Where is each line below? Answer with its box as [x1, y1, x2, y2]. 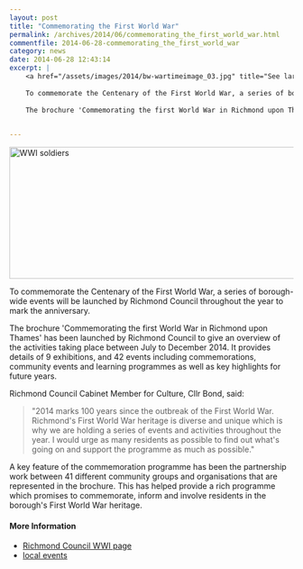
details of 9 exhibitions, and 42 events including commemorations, [9, 352, 257, 363]
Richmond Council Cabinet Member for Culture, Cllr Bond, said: [9, 389, 245, 399]
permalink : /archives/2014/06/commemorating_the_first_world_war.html [9, 30, 280, 39]
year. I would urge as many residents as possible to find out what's [31, 435, 280, 445]
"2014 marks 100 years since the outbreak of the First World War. [31, 406, 274, 417]
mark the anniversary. [9, 306, 91, 317]
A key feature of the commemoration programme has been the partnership [9, 462, 287, 473]
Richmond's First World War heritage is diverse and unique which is [31, 416, 283, 427]
